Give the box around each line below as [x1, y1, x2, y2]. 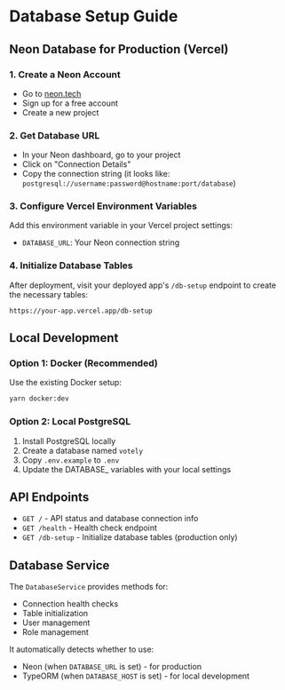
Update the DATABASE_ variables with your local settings [21, 464, 232, 474]
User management [21, 617, 91, 628]
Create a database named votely [21, 445, 144, 456]
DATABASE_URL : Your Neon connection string [21, 237, 180, 248]
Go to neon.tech [21, 88, 82, 99]
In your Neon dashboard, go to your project [21, 149, 181, 161]
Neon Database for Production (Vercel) [9, 42, 229, 57]
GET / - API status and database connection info [21, 513, 199, 524]
